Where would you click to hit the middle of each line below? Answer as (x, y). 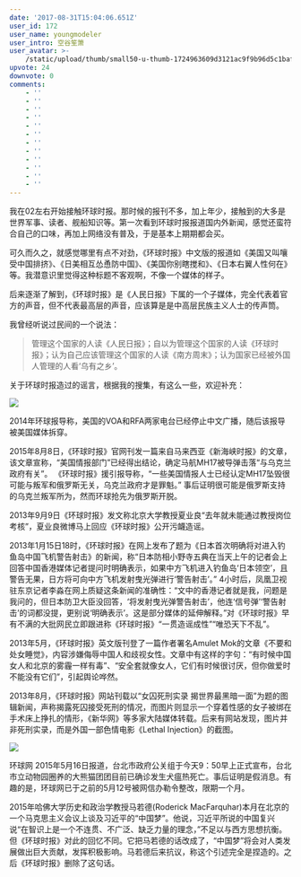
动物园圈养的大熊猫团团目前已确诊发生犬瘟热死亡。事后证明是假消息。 (154, 776)
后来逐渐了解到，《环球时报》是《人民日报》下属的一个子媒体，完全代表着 (145, 294)
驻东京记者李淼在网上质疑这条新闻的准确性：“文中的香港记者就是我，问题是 (149, 591)
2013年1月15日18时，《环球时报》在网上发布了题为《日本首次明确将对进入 (143, 546)
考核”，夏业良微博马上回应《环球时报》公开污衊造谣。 (109, 527)
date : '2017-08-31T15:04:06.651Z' (74, 18)
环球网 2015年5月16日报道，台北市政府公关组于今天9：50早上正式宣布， (142, 766)
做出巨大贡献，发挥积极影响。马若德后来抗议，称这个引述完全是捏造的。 (150, 852)
